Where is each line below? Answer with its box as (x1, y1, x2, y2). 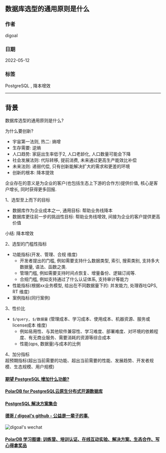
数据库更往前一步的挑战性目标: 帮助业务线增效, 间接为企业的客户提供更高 (12, 214, 161, 220)
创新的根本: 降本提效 (12, 170, 54, 176)
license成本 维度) (12, 322, 47, 328)
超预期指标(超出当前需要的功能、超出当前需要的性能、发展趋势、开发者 (5, 358, 150, 364)
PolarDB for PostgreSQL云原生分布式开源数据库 (5, 388, 103, 394)
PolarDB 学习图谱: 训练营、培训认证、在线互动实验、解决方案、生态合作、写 (5, 436, 160, 442)
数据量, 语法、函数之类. (19, 264, 67, 270)
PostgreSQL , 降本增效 (5, 83, 51, 89)
